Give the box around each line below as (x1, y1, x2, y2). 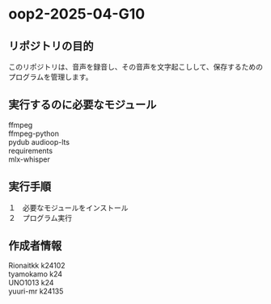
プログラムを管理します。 (8, 72, 93, 82)
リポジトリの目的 (8, 39, 94, 53)
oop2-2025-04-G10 (8, 5, 146, 23)
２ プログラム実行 (8, 213, 73, 222)
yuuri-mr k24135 (8, 286, 64, 296)
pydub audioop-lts (8, 137, 70, 146)
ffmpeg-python (8, 129, 59, 138)
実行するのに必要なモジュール (8, 98, 157, 112)
